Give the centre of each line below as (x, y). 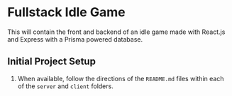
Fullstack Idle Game (66, 12)
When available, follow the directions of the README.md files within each (121, 78)
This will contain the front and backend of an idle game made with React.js (116, 32)
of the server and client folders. (65, 86)
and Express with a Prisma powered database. (75, 39)
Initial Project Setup (51, 62)
